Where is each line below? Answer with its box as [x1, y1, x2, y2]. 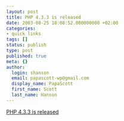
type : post [6, 48, 33, 54]
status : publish [6, 42, 46, 48]
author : [6, 64, 26, 70]
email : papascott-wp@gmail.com [11, 75, 89, 81]
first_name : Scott [11, 86, 58, 92]
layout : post [6, 8, 39, 15]
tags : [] [6, 36, 28, 42]
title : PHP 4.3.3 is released [6, 14, 82, 20]
